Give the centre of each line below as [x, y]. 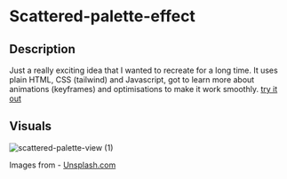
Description [42, 49]
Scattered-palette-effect [102, 16]
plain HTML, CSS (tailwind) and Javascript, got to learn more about [132, 80]
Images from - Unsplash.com [63, 165]
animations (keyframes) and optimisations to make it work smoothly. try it [143, 89]
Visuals [30, 126]
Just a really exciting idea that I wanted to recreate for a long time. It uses [143, 70]
